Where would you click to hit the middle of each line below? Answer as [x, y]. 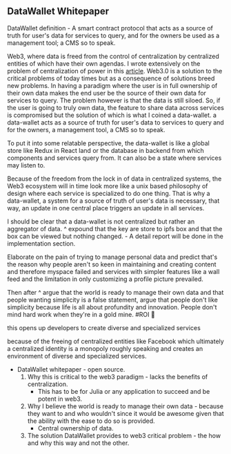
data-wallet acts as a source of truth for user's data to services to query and [115, 122]
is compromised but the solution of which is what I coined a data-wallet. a [112, 115]
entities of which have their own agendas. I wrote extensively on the [104, 63]
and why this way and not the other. [78, 443]
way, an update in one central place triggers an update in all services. [106, 208]
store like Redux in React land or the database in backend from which [106, 150]
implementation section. [41, 243]
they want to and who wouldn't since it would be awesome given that [125, 413]
